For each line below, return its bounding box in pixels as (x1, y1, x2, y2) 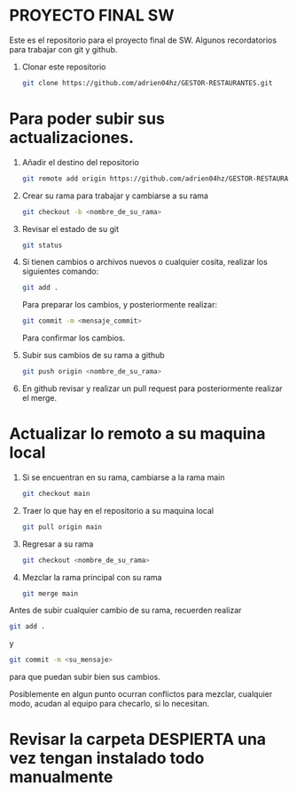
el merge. (21, 393, 58, 403)
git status (21, 241, 63, 250)
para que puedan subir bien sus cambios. (9, 672, 161, 683)
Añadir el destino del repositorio (21, 156, 139, 167)
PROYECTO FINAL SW (9, 5, 175, 26)
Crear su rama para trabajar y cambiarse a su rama (21, 190, 208, 201)
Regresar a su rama (21, 539, 94, 549)
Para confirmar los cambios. (21, 332, 126, 343)
